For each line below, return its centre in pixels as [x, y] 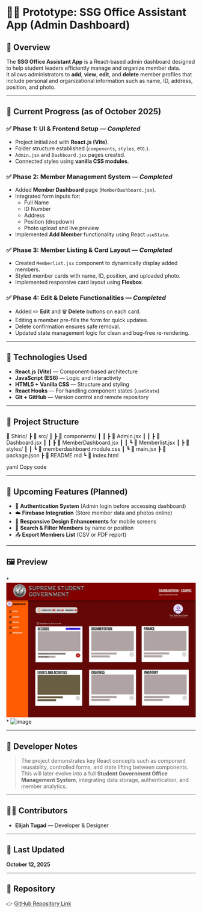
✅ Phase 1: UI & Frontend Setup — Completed [73, 129]
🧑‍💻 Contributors [37, 811]
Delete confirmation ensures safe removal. [68, 326]
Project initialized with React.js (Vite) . [62, 142]
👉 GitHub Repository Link [39, 903]
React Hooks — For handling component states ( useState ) [87, 391]
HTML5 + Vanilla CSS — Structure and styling [72, 385]
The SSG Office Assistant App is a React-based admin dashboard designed [101, 62]
